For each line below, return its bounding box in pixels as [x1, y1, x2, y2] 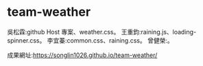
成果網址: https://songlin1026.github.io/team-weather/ [7, 51, 158, 59]
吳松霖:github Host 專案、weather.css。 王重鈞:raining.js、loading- [7, 27, 197, 36]
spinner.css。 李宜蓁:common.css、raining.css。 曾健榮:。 [7, 36, 174, 45]
